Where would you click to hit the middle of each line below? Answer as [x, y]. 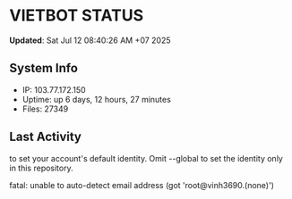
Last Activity [46, 137]
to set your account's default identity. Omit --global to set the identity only [146, 158]
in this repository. [41, 168]
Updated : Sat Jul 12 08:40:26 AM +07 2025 [90, 40]
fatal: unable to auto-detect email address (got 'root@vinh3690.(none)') [142, 185]
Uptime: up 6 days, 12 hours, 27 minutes [97, 99]
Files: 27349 [45, 109]
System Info [44, 68]
